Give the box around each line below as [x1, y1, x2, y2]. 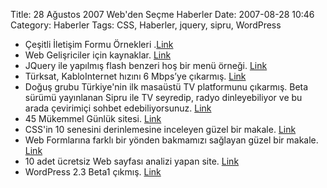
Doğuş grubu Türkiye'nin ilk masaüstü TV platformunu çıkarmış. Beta [24, 81, 309, 93]
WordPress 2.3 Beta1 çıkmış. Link [24, 166, 162, 178]
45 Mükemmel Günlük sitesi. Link [24, 113, 162, 124]
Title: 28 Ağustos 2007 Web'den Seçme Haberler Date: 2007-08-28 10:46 [10, 9, 315, 20]
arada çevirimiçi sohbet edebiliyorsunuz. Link [24, 102, 212, 114]
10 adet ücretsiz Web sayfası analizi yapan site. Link [24, 155, 240, 167]
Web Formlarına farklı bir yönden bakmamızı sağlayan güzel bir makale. [24, 134, 319, 146]
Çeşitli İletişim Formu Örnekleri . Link [24, 39, 174, 50]
